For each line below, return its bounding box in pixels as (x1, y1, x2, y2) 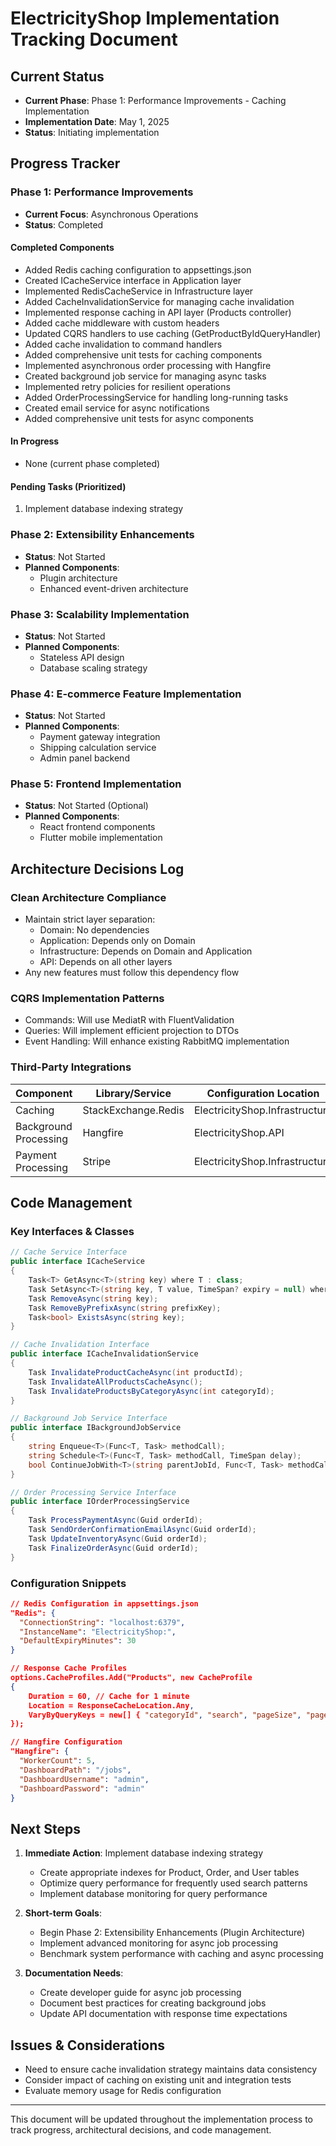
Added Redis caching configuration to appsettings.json (24, 263, 252, 276)
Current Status (10, 68, 105, 85)
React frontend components (39, 821, 156, 833)
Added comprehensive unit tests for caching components (24, 348, 263, 361)
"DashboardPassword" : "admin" (19, 1783, 145, 1794)
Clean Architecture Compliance (10, 890, 167, 904)
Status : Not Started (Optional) (24, 800, 149, 812)
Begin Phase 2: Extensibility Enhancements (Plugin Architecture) (39, 1927, 306, 1939)
